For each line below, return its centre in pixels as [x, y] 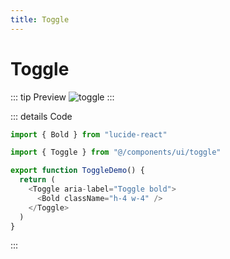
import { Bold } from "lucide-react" [89, 134]
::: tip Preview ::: [62, 97]
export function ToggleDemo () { [77, 171]
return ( [37, 180]
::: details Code [41, 116]
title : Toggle [40, 19]
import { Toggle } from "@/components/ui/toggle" [116, 152]
